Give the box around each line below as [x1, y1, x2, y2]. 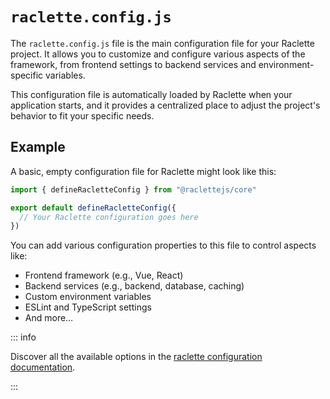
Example [10, 139, 66, 156]
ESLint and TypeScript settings [24, 301, 152, 313]
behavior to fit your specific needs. [10, 109, 155, 122]
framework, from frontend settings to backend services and [10, 58, 257, 70]
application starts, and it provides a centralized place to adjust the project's [10, 99, 321, 111]
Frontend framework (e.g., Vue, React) [24, 269, 184, 282]
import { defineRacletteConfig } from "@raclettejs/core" [10, 184, 257, 195]
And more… [24, 312, 74, 324]
